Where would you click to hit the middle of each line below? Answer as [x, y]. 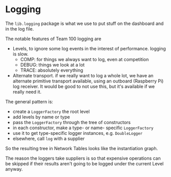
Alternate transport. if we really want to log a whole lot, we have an [83, 75]
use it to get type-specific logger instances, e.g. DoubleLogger [78, 133]
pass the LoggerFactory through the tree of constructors [72, 122]
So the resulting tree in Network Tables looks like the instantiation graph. [82, 148]
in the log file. [20, 28]
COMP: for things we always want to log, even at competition [84, 59]
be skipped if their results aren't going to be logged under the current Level [84, 163]
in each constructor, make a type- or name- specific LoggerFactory [83, 128]
